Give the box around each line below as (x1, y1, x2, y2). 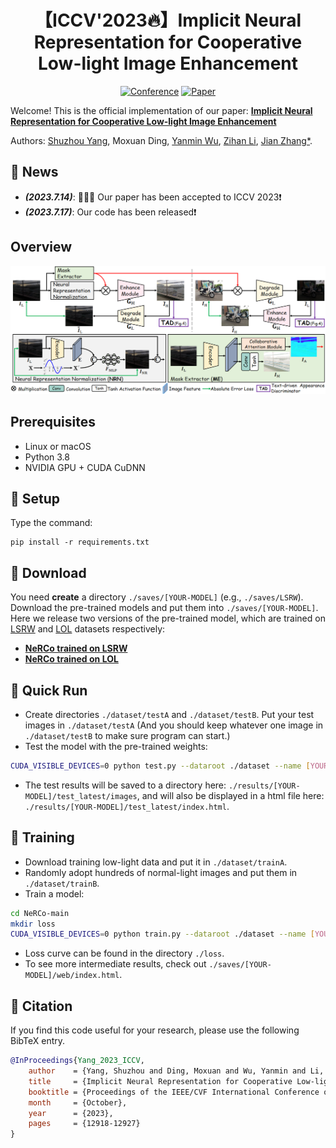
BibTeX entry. (10, 1035, 66, 1047)
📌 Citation (10, 997, 73, 1015)
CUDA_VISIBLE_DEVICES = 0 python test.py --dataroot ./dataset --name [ (10, 761, 311, 771)
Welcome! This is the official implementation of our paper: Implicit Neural (10, 104, 313, 116)
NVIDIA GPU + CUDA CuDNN (24, 461, 146, 473)
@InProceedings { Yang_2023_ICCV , (10, 1056, 145, 1066)
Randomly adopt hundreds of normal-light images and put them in (24, 866, 298, 878)
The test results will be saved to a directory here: (24, 779, 227, 791)
